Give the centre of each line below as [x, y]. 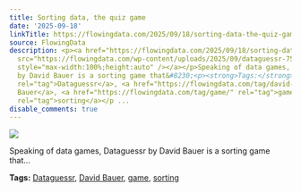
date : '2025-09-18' [46, 26]
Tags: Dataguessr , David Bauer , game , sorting [94, 178]
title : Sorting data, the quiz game [77, 17]
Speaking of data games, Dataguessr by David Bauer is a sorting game [140, 151]
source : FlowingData [48, 42]
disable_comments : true [54, 109]
